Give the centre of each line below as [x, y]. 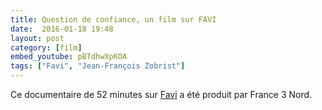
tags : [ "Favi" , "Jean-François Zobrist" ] [98, 66]
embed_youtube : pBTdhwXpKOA [69, 57]
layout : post [37, 38]
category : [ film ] [46, 47]
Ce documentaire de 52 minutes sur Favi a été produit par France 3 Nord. [161, 94]
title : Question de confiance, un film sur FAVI [113, 19]
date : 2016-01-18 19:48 [62, 29]
